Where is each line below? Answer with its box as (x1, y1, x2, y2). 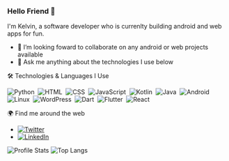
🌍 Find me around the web (7, 109, 86, 118)
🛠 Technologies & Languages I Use (7, 72, 109, 80)
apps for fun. (7, 29, 45, 38)
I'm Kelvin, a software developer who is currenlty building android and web (7, 22, 222, 31)
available (17, 50, 43, 59)
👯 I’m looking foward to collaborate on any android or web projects (17, 43, 209, 52)
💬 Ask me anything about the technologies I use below (17, 58, 174, 66)
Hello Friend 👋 (7, 6, 56, 16)
